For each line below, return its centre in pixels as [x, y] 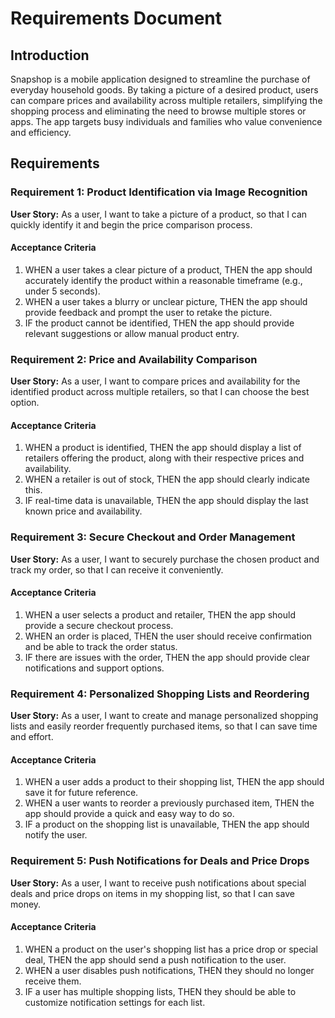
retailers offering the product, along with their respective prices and [164, 458]
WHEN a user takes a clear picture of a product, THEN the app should [168, 269]
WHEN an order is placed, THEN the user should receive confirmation [168, 636]
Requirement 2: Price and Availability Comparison [134, 359]
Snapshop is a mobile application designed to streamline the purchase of [160, 79]
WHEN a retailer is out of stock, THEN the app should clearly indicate [167, 479]
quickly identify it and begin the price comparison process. [131, 224]
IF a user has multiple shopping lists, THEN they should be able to [160, 991]
